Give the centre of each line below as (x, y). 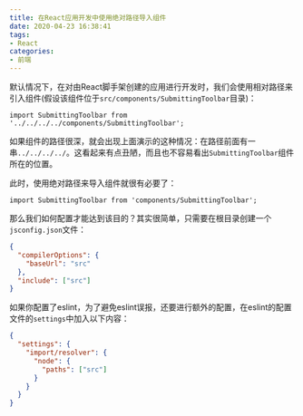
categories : (32, 52)
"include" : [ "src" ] (54, 281)
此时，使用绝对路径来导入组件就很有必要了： (93, 183)
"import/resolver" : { (66, 353)
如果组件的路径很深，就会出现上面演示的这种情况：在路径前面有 (128, 141)
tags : (20, 34)
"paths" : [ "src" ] (74, 369)
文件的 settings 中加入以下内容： (69, 319)
